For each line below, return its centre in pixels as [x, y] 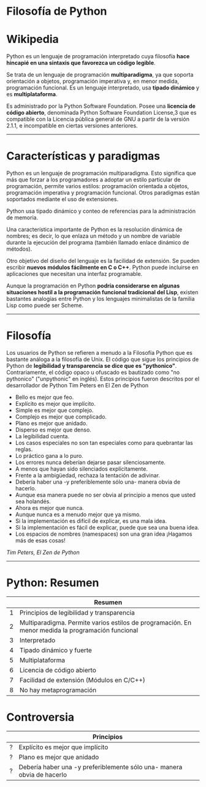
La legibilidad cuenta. [42, 436]
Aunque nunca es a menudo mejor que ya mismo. [78, 514]
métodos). [19, 249]
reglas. [24, 449]
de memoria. [22, 218]
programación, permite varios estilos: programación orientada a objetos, [98, 186]
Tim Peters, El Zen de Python [43, 552]
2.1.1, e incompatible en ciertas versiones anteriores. [72, 126]
